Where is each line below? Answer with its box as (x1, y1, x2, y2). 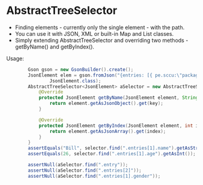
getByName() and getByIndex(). (14, 43, 95, 50)
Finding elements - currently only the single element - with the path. (14, 24, 185, 31)
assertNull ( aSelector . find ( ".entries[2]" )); (28, 167, 142, 173)
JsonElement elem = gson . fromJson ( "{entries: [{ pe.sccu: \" (28, 72, 182, 78)
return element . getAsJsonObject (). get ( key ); (49, 101, 164, 107)
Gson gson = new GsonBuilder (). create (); (28, 66, 134, 73)
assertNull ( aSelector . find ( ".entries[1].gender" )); (28, 173, 161, 179)
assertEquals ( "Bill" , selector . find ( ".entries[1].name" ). (28, 145, 177, 152)
